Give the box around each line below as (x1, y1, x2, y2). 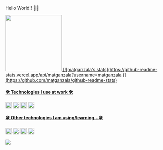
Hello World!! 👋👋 (5, 5, 39, 11)
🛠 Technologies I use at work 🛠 (5, 89, 73, 95)
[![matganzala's (62, 67, 96, 72)
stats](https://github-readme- (96, 67, 158, 72)
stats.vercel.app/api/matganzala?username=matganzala (5, 72, 122, 78)
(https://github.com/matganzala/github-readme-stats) (5, 77, 117, 83)
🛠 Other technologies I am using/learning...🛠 (5, 114, 103, 120)
